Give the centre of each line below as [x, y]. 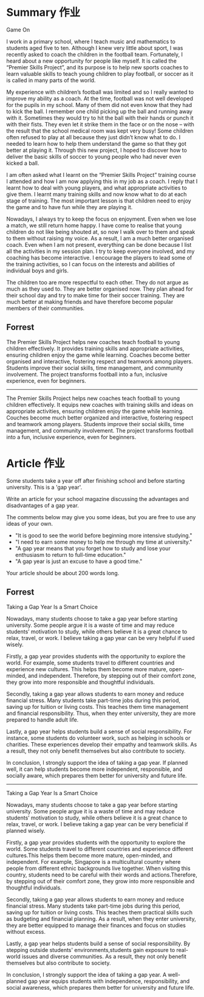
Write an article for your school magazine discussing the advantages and [98, 498]
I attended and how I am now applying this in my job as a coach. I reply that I [102, 181]
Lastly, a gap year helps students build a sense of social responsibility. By [98, 944]
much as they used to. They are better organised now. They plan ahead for [100, 289]
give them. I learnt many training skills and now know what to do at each [97, 194]
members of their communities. [46, 308]
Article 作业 [36, 463]
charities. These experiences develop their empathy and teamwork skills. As [102, 744]
